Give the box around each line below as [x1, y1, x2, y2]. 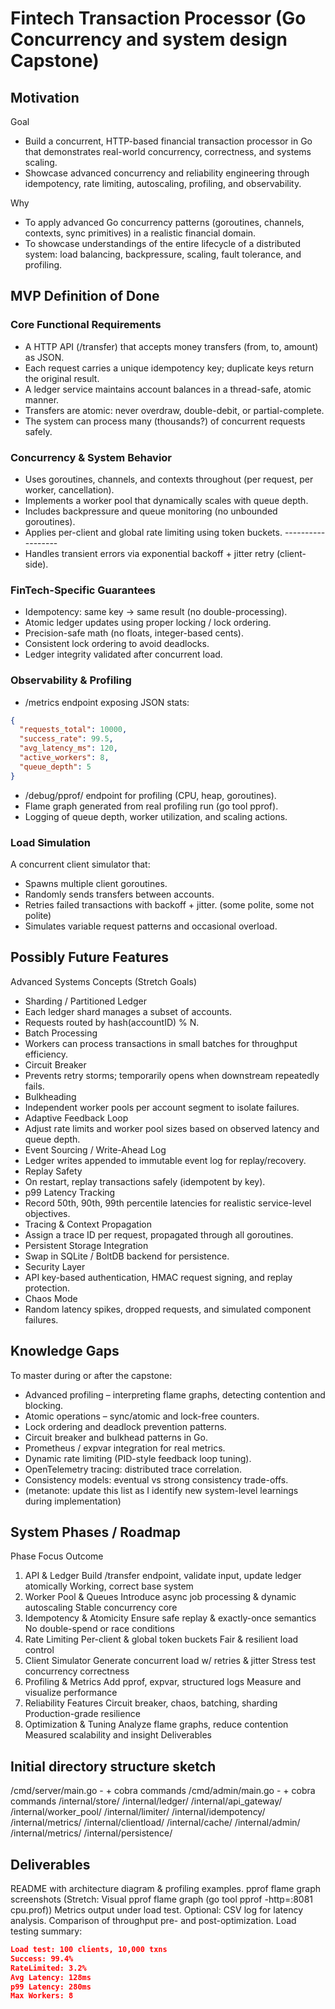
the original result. [24, 372, 100, 384]
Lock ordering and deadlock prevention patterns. [24, 1420, 227, 1432]
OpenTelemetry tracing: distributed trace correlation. [24, 1463, 242, 1475]
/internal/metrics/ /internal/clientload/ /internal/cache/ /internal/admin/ [10, 1817, 301, 1829]
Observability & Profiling [10, 673, 132, 687]
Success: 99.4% [10, 1953, 74, 1964]
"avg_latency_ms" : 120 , [19, 743, 118, 754]
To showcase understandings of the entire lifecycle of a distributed [24, 238, 302, 249]
